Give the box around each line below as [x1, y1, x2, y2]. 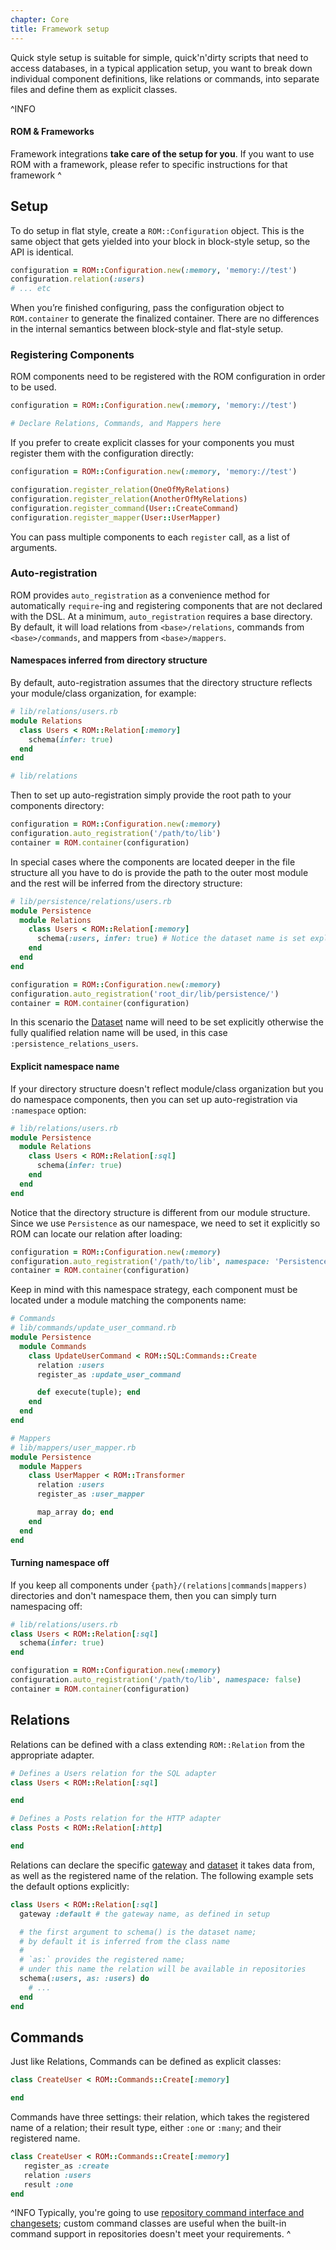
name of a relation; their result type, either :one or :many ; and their [10, 2122, 282, 2134]
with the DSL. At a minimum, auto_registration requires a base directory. [10, 610, 313, 622]
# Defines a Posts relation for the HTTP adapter [10, 1814, 222, 1824]
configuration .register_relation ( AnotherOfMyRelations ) [10, 494, 248, 504]
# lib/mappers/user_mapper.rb [10, 1442, 137, 1453]
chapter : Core [10, 14, 70, 25]
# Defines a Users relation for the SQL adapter [10, 1768, 217, 1778]
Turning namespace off [10, 1557, 110, 1569]
